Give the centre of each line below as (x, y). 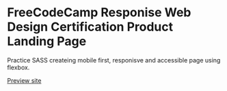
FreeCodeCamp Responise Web (99, 13)
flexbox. (18, 67)
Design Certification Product (90, 27)
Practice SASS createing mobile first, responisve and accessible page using (114, 60)
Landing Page (47, 41)
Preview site (24, 80)
